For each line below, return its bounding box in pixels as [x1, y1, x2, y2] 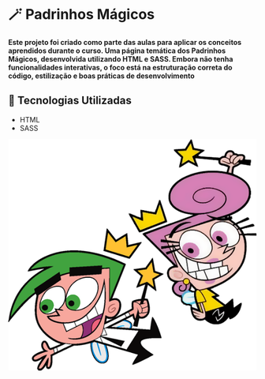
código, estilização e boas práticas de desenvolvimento [8, 71, 195, 81]
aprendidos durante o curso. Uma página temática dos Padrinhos [8, 46, 226, 55]
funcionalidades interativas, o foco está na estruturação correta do [8, 62, 233, 72]
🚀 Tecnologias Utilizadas [8, 94, 132, 107]
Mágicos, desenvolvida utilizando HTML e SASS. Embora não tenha [8, 54, 233, 63]
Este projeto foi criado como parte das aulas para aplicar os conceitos [8, 37, 242, 47]
